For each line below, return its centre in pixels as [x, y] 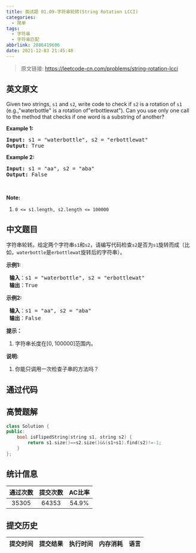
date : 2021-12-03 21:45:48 [40, 51]
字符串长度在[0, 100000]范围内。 [56, 344]
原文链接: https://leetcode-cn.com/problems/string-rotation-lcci [99, 68]
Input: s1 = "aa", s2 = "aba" [50, 168]
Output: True [25, 145]
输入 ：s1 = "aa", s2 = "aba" [50, 311]
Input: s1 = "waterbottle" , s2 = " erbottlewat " [77, 139]
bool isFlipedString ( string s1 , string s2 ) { [75, 437]
